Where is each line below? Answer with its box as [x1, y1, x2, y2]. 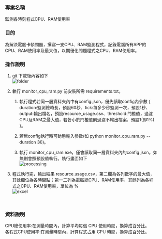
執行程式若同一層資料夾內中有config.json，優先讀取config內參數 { [19, 98, 151, 104]
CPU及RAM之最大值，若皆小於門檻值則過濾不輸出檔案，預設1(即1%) [19, 116, 155, 122]
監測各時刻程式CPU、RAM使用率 [5, 16, 70, 22]
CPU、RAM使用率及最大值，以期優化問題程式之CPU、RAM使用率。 [5, 48, 139, 53]
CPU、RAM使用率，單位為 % [20, 183, 79, 189]
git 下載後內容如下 [12, 73, 48, 79]
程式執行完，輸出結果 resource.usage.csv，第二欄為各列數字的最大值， [12, 171, 155, 176]
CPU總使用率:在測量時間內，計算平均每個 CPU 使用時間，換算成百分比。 [5, 223, 150, 229]
